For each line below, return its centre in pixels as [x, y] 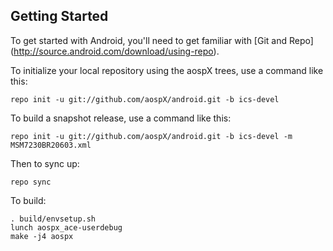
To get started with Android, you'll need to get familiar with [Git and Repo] [162, 40]
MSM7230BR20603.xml [51, 145]
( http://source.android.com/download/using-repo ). [115, 51]
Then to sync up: [45, 163]
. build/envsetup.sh [53, 219]
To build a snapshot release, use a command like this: [121, 118]
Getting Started [59, 16]
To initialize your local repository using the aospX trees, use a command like [167, 70]
